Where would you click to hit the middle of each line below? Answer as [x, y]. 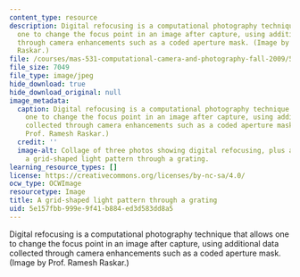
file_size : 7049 [39, 68]
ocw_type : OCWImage [46, 184]
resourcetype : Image [48, 192]
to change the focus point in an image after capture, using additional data [144, 243]
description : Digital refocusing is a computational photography [133, 26]
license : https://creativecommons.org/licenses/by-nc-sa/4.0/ [127, 175]
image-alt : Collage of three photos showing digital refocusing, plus [151, 150]
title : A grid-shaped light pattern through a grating [113, 201]
